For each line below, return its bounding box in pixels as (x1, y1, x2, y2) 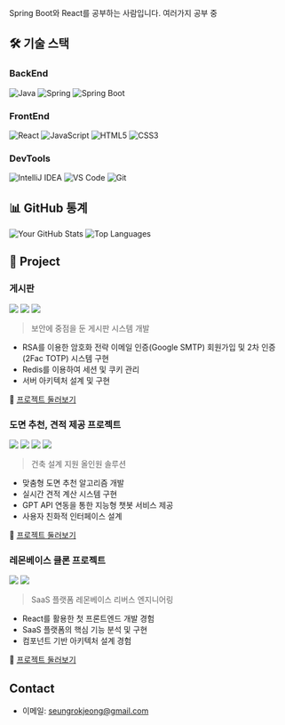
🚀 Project (9, 254, 60, 270)
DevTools (9, 152, 51, 165)
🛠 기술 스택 (9, 36, 69, 52)
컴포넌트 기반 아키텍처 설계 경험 (21, 635, 131, 647)
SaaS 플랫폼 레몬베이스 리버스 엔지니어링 (30, 594, 174, 605)
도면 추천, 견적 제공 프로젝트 (9, 418, 122, 431)
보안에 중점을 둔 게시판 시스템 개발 (30, 323, 150, 334)
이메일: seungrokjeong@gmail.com (21, 705, 149, 716)
